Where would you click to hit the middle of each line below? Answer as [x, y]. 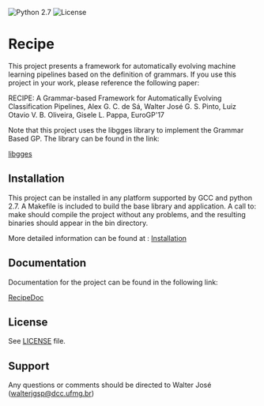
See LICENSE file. [37, 341]
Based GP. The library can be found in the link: [84, 138]
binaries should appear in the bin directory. [78, 223]
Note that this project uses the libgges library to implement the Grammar [126, 130]
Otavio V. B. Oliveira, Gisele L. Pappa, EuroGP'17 [86, 115]
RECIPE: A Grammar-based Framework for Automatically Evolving [115, 98]
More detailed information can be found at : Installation [98, 238]
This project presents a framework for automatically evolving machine [122, 66]
